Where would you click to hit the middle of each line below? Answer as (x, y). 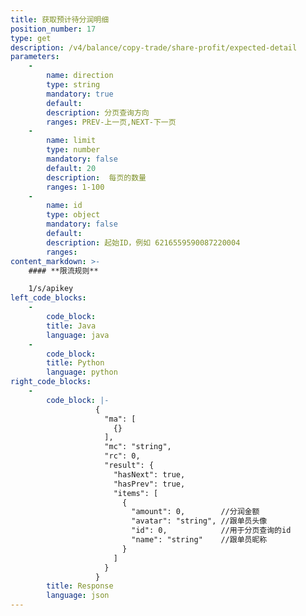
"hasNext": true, (149, 474)
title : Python (75, 363)
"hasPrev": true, (149, 484)
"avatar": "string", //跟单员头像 (199, 521)
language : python (82, 372)
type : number (73, 150)
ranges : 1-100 (75, 187)
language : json (78, 596)
